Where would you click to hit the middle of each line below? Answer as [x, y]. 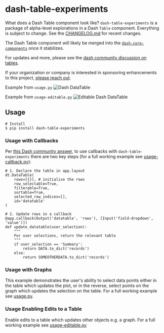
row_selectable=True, [36, 184]
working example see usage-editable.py [46, 325]
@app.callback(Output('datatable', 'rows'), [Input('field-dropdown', [79, 218]
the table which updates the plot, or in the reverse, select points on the [77, 286]
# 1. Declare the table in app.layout [45, 171]
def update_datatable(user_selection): [46, 227]
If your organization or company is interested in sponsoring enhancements [81, 72]
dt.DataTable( [20, 175]
